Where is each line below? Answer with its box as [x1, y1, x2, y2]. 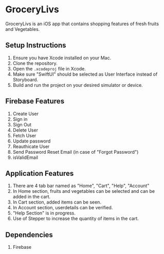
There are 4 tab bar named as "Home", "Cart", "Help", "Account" [12, 183, 150, 189]
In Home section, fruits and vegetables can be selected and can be [12, 188, 155, 194]
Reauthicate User [12, 143, 50, 150]
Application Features [5, 169, 74, 178]
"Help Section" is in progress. [12, 210, 76, 216]
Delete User [12, 127, 39, 133]
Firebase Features [5, 97, 65, 106]
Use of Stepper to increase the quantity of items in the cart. [12, 215, 139, 222]
